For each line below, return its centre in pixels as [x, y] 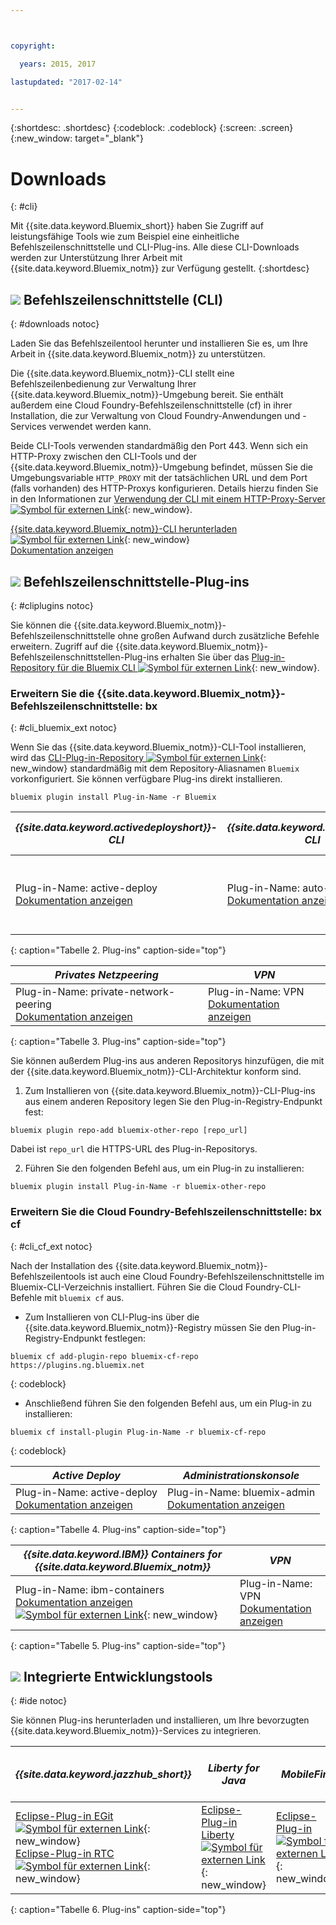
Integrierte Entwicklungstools [118, 1676]
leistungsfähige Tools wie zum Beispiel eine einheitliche [125, 237]
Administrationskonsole [241, 1475]
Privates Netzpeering [106, 975]
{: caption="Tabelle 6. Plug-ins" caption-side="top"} [118, 1910]
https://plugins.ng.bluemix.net [77, 1365]
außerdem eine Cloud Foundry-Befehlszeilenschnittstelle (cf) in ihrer [151, 405]
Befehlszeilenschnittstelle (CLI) [123, 299]
